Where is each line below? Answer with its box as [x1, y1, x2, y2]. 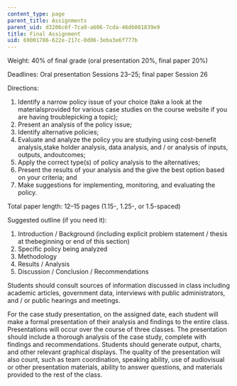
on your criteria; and [17, 173, 77, 182]
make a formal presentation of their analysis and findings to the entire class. [7, 318, 229, 326]
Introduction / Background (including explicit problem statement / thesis [17, 230, 228, 238]
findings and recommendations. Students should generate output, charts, [7, 341, 222, 349]
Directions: [7, 84, 39, 92]
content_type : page [7, 10, 65, 18]
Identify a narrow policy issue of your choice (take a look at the [17, 97, 202, 107]
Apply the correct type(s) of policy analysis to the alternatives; [17, 158, 201, 167]
